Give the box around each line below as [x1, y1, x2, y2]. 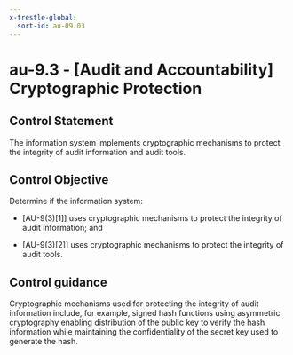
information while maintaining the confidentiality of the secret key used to [9, 327, 279, 337]
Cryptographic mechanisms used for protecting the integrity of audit [9, 298, 259, 309]
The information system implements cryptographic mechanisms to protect [9, 137, 281, 147]
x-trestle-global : [9, 12, 77, 22]
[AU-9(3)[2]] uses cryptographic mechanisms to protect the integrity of [21, 240, 284, 250]
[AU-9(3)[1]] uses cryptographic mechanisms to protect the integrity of [21, 213, 282, 224]
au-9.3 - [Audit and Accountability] [9, 59, 273, 80]
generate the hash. [9, 336, 78, 347]
